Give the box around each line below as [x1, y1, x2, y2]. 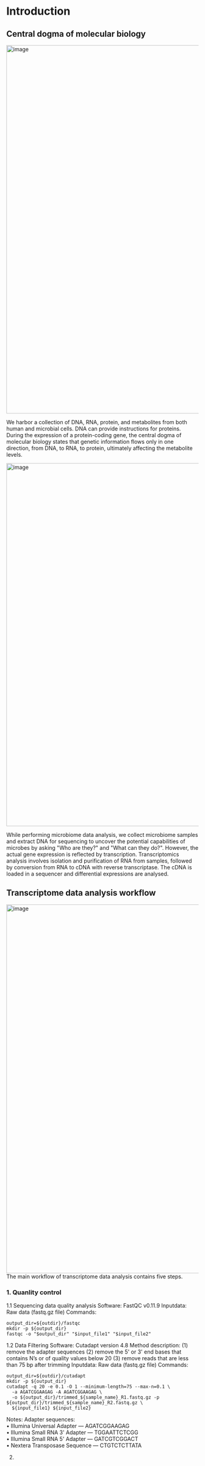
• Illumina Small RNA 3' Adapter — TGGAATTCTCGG [6, 1429, 138, 1436]
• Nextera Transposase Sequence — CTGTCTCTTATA [6, 1442, 142, 1449]
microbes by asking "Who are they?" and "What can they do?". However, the [6, 844, 199, 851]
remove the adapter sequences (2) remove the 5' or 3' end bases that [6, 1348, 182, 1355]
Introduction [6, 4, 71, 18]
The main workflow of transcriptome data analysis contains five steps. [6, 1273, 183, 1280]
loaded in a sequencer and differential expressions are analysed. [6, 870, 169, 877]
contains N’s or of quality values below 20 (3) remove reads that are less [6, 1355, 189, 1362]
